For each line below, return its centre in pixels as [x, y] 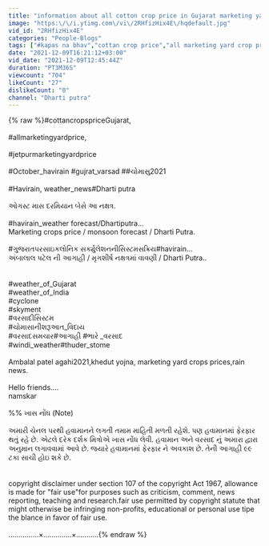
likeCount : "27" [35, 82]
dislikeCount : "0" [39, 90]
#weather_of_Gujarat [42, 284]
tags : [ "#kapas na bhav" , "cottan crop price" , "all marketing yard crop [130, 46]
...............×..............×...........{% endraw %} [78, 535]
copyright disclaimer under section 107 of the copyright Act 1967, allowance [133, 484]
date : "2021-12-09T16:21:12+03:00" [68, 53]
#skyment [25, 310]
